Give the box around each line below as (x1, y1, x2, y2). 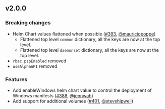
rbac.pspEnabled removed (12, 58, 67, 64)
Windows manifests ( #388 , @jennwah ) (12, 92, 93, 98)
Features (5, 76, 28, 83)
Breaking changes (5, 19, 51, 26)
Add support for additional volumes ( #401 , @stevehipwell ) (12, 98, 134, 104)
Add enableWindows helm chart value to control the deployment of (12, 87, 152, 93)
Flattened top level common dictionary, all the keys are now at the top (20, 36, 160, 42)
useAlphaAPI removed (12, 63, 58, 69)
